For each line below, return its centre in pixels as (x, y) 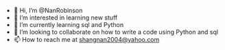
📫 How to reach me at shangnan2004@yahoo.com (86, 40)
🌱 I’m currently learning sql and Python (69, 25)
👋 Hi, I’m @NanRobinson (48, 10)
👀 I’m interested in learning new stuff (66, 18)
